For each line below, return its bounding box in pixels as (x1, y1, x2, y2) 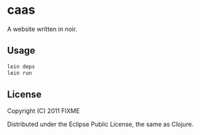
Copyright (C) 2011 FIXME (7, 107, 80, 115)
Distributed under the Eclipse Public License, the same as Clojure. (7, 120, 194, 129)
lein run (7, 70, 32, 76)
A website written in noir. (7, 25, 78, 33)
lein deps (7, 63, 36, 70)
